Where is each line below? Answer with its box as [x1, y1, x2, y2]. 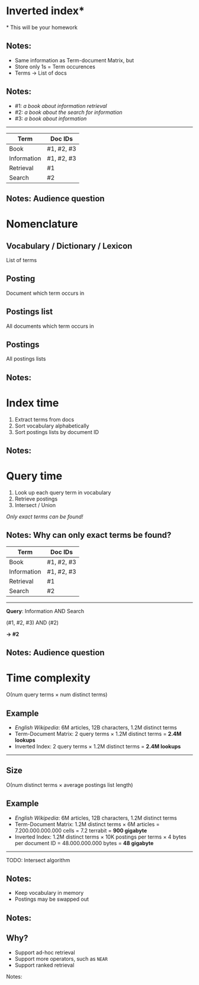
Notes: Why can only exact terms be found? [6, 530, 172, 540]
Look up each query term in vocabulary [14, 489, 111, 496]
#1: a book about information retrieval [14, 102, 107, 109]
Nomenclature [6, 218, 78, 231]
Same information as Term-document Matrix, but [14, 56, 134, 63]
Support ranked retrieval [14, 961, 75, 968]
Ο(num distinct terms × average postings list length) [6, 781, 133, 788]
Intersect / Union [14, 502, 56, 509]
